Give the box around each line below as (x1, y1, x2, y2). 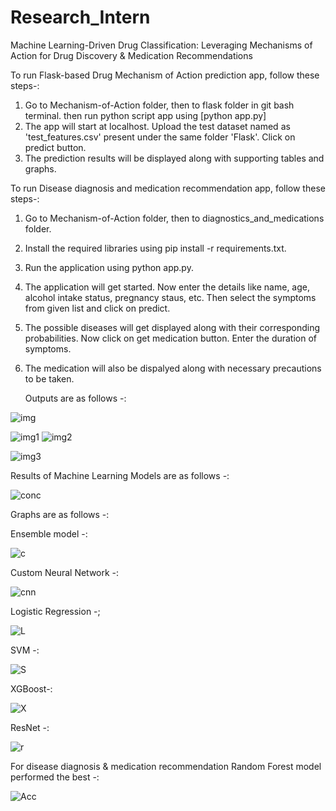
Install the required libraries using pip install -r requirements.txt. (24, 242, 287, 254)
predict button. (24, 141, 87, 153)
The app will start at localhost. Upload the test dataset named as (24, 120, 291, 132)
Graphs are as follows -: (10, 508, 110, 520)
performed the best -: (10, 771, 100, 783)
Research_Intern (10, 6, 151, 29)
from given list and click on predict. (24, 302, 171, 314)
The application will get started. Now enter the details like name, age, (24, 281, 311, 293)
